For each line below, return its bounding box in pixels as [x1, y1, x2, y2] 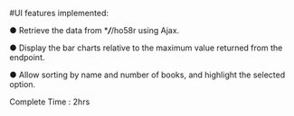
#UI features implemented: [9, 8, 109, 18]
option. [9, 79, 36, 89]
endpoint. [9, 52, 45, 62]
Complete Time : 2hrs [9, 96, 90, 107]
